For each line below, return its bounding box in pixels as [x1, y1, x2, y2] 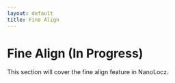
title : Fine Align [7, 16, 59, 23]
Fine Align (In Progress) [7, 46, 144, 61]
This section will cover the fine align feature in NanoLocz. [7, 68, 169, 76]
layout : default [7, 10, 53, 17]
